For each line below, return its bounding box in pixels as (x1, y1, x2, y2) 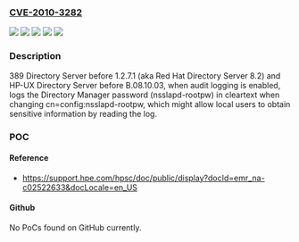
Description (9, 50, 62, 63)
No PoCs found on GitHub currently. (9, 221, 142, 233)
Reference (9, 153, 49, 163)
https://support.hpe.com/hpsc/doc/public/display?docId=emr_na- (21, 172, 265, 183)
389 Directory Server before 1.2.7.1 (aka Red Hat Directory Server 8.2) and (9, 70, 281, 81)
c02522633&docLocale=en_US (21, 181, 138, 193)
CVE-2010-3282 (9, 6, 83, 19)
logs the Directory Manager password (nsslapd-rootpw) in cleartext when (9, 89, 280, 100)
